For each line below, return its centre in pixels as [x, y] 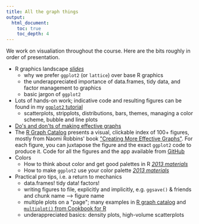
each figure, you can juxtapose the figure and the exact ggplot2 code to [103, 145]
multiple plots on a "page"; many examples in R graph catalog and [105, 202]
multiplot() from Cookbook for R [65, 208]
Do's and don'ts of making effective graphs [68, 126]
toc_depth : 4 [33, 34]
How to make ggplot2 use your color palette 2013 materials [97, 170]
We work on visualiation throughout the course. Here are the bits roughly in [98, 51]
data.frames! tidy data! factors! [62, 183]
